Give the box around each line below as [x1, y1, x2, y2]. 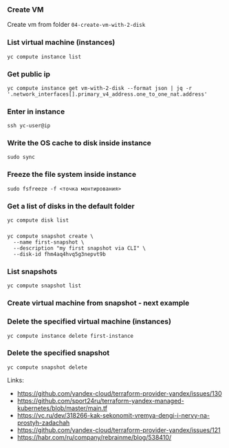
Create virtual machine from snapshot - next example [7, 298, 190, 308]
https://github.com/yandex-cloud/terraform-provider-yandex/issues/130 [17, 389, 222, 397]
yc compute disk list [7, 217, 69, 224]
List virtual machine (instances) [7, 38, 116, 47]
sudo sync [7, 153, 36, 161]
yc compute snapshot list [7, 282, 81, 290]
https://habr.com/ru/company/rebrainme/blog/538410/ [17, 433, 172, 441]
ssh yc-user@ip [7, 122, 51, 129]
